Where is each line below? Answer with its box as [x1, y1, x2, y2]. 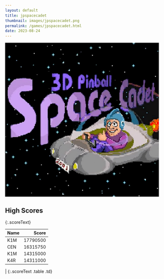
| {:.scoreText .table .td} [5, 268, 53, 274]
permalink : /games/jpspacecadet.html [5, 23, 82, 28]
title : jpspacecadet [5, 13, 47, 18]
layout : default [5, 8, 38, 13]
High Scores [5, 206, 43, 215]
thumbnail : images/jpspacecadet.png [5, 18, 80, 23]
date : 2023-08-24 [5, 28, 41, 34]
